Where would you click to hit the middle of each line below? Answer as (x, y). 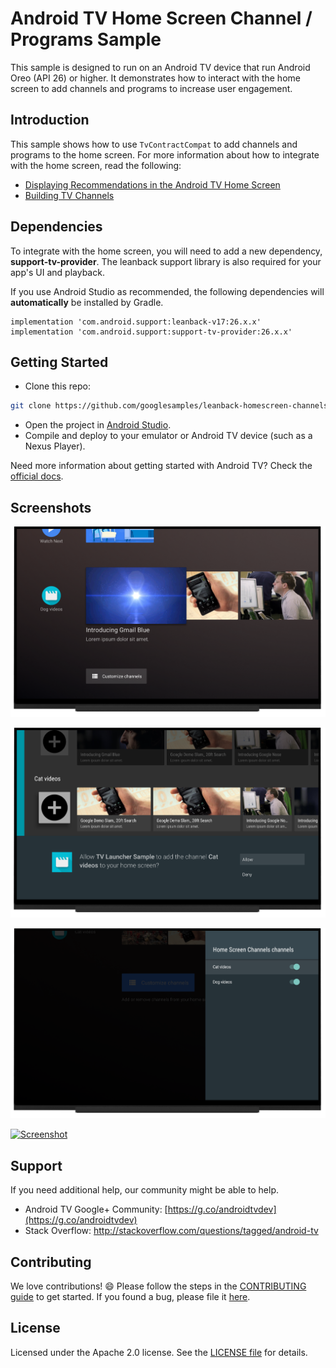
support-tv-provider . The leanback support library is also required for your (166, 261)
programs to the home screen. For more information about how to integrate (165, 154)
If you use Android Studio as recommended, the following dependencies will (167, 291)
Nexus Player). (55, 446)
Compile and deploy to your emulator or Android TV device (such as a (168, 436)
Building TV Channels (69, 195)
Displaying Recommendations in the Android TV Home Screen (152, 184)
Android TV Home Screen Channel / (161, 18)
